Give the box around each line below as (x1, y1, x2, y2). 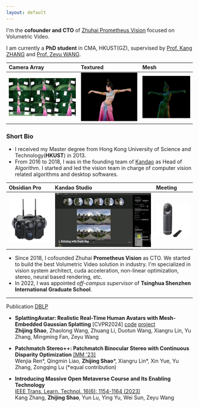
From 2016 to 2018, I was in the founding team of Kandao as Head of (14, 158, 182, 165)
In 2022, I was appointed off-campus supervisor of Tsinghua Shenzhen (14, 280, 191, 287)
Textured (81, 64, 104, 71)
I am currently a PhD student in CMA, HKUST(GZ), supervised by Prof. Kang (6, 44, 192, 52)
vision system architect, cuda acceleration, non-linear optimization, (14, 267, 179, 274)
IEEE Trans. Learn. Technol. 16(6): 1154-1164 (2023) (14, 388, 141, 395)
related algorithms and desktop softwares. (14, 171, 118, 178)
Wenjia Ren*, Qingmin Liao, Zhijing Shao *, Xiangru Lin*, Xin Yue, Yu (14, 357, 179, 364)
